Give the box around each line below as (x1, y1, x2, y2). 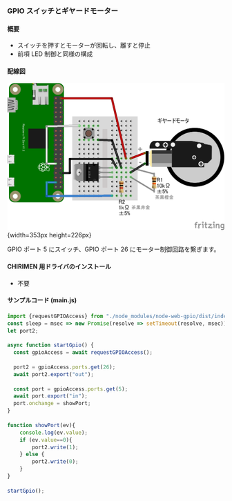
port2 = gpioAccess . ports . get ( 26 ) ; (13, 364, 116, 371)
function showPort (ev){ (7, 422, 76, 429)
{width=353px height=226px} (7, 231, 92, 239)
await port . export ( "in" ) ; (13, 393, 88, 400)
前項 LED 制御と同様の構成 (17, 50, 93, 58)
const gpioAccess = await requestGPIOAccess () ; (13, 349, 153, 356)
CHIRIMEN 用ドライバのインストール (7, 262, 112, 271)
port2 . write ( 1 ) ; (32, 444, 79, 451)
